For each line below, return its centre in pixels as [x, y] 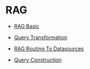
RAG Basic [27, 26]
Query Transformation [41, 37]
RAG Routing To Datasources [49, 48]
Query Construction [38, 60]
